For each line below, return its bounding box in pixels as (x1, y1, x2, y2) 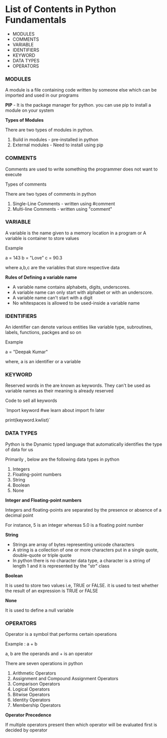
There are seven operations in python (5, 661, 83, 667)
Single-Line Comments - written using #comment (12, 200, 115, 207)
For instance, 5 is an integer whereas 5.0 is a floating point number (5, 522, 144, 528)
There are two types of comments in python (5, 191, 97, 197)
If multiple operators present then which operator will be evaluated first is (5, 722, 157, 728)
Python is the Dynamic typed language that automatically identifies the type (5, 441, 162, 447)
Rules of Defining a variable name (5, 274, 77, 280)
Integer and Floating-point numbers (5, 497, 82, 503)
